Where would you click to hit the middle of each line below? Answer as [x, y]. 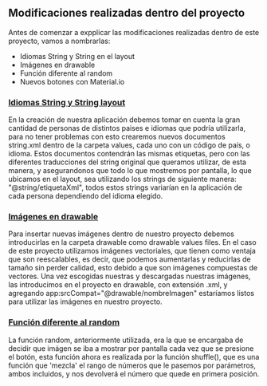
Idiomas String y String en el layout [77, 56]
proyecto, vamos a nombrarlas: [59, 41]
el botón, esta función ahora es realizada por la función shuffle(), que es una [134, 356]
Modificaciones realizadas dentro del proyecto [127, 13]
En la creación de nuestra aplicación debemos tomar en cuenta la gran [124, 120]
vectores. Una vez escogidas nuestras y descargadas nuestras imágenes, [130, 276]
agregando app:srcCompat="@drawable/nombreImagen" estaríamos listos [132, 293]
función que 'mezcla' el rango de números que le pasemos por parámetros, [132, 365]
